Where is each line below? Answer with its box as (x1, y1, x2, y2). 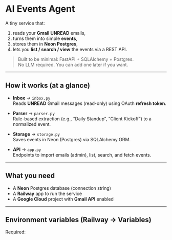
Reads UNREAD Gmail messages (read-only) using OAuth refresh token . (12, 100, 166, 106)
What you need (5, 171, 55, 180)
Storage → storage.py (12, 131, 60, 137)
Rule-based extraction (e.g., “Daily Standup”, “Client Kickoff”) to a (12, 116, 152, 122)
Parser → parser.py (12, 110, 55, 116)
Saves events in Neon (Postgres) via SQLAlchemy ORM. (12, 136, 131, 142)
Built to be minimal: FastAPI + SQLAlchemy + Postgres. (17, 56, 134, 62)
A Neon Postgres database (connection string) (12, 185, 112, 191)
